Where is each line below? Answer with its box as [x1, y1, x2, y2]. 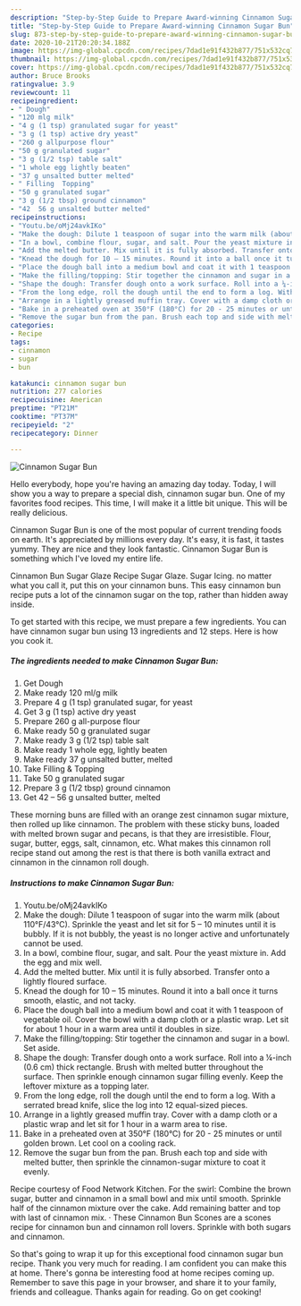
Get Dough [22, 678, 63, 689]
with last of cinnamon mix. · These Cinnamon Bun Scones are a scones [10, 1212, 272, 1223]
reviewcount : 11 [10, 88, 71, 97]
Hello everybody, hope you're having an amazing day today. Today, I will [10, 478, 276, 489]
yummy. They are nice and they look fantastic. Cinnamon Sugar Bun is [10, 543, 269, 554]
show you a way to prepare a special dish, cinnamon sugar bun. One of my [10, 488, 286, 499]
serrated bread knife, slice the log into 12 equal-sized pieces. [22, 1100, 248, 1111]
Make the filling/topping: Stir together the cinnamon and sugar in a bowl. [22, 1033, 290, 1044]
